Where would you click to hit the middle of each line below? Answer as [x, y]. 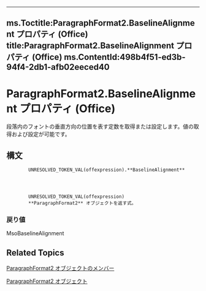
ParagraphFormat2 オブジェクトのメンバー [60, 268]
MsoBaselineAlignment [35, 233]
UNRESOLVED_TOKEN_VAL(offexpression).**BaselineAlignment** [107, 170]
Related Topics [35, 253]
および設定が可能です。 [41, 134]
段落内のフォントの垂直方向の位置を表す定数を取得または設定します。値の [100, 127]
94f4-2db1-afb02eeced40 [58, 67]
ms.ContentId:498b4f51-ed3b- [125, 57]
